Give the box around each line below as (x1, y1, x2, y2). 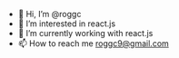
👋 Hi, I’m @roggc (17, 9, 82, 19)
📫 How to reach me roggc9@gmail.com (17, 38, 170, 49)
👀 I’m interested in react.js (17, 18, 116, 29)
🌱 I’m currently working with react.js (17, 28, 154, 38)
